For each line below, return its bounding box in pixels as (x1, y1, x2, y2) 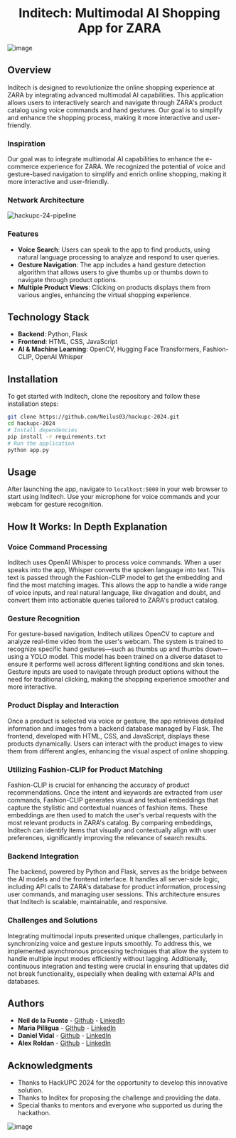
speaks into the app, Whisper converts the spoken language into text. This (7, 566, 225, 574)
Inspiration (7, 139, 46, 149)
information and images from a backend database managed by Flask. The (7, 724, 224, 733)
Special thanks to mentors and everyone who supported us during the (17, 1101, 223, 1110)
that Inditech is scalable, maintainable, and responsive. (7, 898, 168, 906)
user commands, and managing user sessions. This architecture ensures (7, 890, 220, 898)
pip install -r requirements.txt (7, 433, 107, 440)
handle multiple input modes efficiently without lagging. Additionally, (7, 954, 208, 962)
